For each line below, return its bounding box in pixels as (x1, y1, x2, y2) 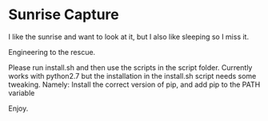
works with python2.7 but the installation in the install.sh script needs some (8, 71, 257, 80)
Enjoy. (8, 103, 29, 113)
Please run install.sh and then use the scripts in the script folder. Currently (8, 62, 253, 72)
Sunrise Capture (8, 6, 120, 24)
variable (8, 88, 35, 97)
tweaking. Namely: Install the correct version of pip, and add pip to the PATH (8, 80, 261, 89)
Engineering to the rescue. (8, 47, 96, 57)
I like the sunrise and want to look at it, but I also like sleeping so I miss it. (8, 32, 250, 41)
